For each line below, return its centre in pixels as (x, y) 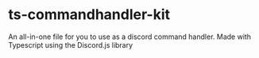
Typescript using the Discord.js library (71, 44)
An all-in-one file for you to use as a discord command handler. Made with (130, 37)
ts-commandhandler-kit (89, 15)
